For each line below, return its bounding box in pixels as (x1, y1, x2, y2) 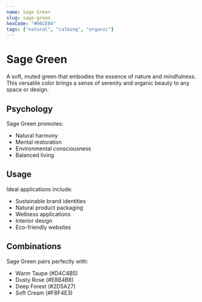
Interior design (15, 217, 53, 224)
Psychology (6, 104, 53, 114)
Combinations (6, 241, 61, 252)
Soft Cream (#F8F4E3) (15, 289, 73, 296)
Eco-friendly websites (15, 223, 72, 231)
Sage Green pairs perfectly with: (6, 257, 88, 265)
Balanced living (15, 152, 54, 158)
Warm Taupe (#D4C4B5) (15, 269, 79, 277)
